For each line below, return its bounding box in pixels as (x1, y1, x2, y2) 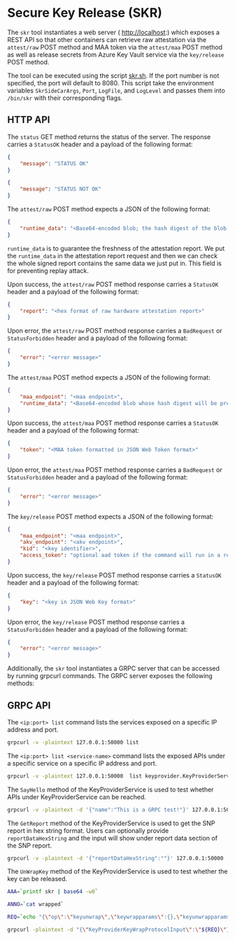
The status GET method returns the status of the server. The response (7, 132, 211, 141)
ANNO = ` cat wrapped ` (7, 901, 64, 908)
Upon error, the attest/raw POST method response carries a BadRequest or (7, 327, 222, 335)
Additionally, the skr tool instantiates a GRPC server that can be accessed (7, 664, 220, 673)
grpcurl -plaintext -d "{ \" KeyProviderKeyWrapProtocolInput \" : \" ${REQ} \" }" (7, 926, 233, 934)
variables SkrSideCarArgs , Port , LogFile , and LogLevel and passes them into (7, 86, 225, 94)
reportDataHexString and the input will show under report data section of (7, 834, 218, 842)
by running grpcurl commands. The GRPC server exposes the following (7, 672, 213, 680)
